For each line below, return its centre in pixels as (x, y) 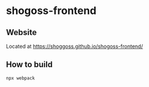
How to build (29, 65)
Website (21, 32)
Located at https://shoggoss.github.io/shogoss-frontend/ (74, 46)
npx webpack (20, 78)
